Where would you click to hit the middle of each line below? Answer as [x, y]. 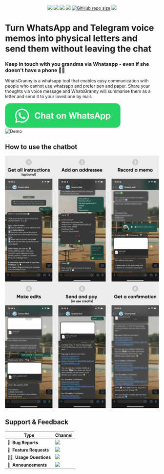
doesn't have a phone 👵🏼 [35, 70]
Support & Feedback [37, 422]
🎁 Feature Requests [28, 450]
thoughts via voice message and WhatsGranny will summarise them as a [78, 91]
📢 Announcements [27, 465]
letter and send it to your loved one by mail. [49, 97]
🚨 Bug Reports [22, 442]
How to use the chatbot [41, 147]
